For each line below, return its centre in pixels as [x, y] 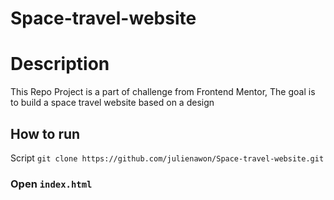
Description [60, 64]
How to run [45, 133]
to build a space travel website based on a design [112, 103]
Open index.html [51, 184]
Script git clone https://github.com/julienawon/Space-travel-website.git [167, 158]
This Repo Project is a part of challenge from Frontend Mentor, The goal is [163, 92]
